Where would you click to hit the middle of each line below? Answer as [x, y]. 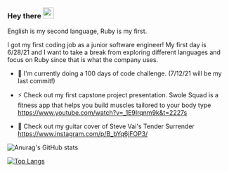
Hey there [25, 16]
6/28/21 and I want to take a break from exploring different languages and [114, 52]
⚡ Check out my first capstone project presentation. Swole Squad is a [118, 95]
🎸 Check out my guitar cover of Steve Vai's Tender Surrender [106, 126]
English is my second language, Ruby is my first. [77, 31]
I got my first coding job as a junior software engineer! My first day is [107, 45]
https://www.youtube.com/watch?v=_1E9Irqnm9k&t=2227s [102, 113]
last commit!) [36, 81]
